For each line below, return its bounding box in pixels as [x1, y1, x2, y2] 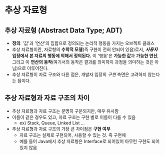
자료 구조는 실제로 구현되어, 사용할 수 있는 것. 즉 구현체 [19, 132, 126, 138]
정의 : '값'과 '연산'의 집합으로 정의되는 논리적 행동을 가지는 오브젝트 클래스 [11, 40, 155, 46]
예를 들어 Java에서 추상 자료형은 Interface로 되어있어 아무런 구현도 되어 [19, 138, 160, 144]
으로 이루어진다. [17, 65, 48, 71]
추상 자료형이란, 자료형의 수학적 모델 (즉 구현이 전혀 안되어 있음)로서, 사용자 [11, 46, 158, 52]
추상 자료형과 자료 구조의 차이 [4, 93, 90, 102]
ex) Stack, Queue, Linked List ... [19, 119, 85, 125]
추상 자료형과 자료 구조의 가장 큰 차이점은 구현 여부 [11, 125, 111, 131]
